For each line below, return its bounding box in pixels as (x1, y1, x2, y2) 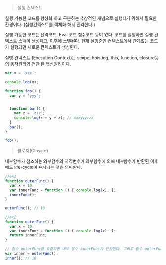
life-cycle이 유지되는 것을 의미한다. (14, 164, 83, 170)
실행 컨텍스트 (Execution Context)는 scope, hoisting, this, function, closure (5, 55, 155, 61)
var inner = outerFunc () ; (5, 251, 58, 256)
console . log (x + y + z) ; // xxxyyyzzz (14, 115, 94, 120)
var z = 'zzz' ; (14, 111, 45, 116)
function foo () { (5, 88, 41, 93)
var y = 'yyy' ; (9, 93, 41, 98)
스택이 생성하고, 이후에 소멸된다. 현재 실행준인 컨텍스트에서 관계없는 (18, 38, 149, 44)
